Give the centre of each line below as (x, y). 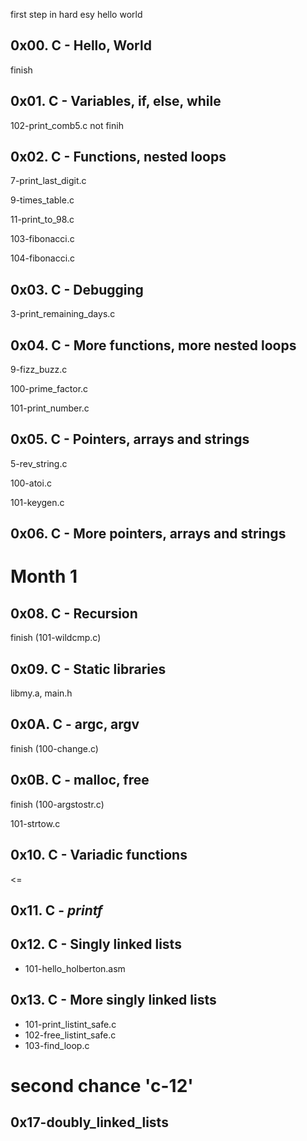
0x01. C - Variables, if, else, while (116, 101)
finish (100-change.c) (54, 748)
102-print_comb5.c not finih (67, 125)
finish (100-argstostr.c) (57, 804)
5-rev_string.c (39, 463)
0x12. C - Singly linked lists (96, 944)
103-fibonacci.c (42, 239)
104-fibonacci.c (43, 258)
